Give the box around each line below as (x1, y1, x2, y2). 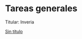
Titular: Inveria (5, 19, 34, 25)
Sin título (5, 28, 23, 34)
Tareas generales (5, 3, 78, 14)
